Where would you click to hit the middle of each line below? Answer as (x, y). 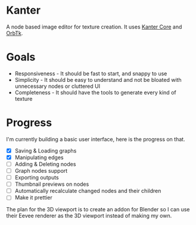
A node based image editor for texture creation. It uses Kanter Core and (94, 27)
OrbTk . (15, 33)
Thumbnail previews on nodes (52, 184)
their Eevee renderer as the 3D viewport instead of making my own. (89, 216)
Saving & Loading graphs (46, 150)
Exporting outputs (37, 178)
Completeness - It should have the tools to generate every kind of (96, 92)
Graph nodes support (41, 171)
